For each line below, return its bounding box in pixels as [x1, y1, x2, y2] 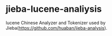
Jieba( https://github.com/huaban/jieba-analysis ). [6, 25, 107, 31]
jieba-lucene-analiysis [6, 3, 102, 15]
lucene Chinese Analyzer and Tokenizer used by [6, 20, 106, 26]
